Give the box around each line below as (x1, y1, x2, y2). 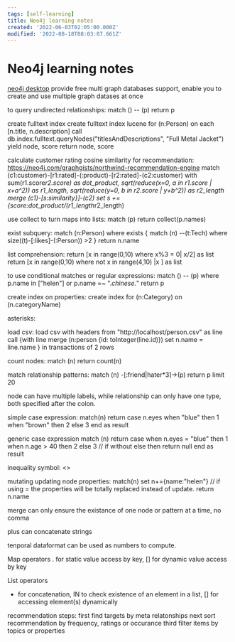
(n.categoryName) (7, 300, 62, 309)
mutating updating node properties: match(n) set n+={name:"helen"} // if (7, 477, 221, 486)
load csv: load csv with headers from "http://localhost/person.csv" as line (7, 328, 223, 336)
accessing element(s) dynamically (17, 598, 119, 606)
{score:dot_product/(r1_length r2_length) (7, 201, 125, 210)
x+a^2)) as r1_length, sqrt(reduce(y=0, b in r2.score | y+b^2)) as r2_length (7, 186, 225, 195)
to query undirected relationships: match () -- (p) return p (7, 106, 175, 114)
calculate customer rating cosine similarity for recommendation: (7, 156, 195, 164)
